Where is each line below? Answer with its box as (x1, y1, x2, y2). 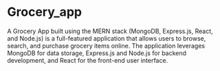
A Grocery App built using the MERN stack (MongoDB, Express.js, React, (7, 27, 213, 35)
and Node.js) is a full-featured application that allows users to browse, (7, 34, 206, 42)
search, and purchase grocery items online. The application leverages (7, 41, 205, 50)
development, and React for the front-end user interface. (7, 56, 168, 64)
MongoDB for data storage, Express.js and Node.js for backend (7, 49, 187, 57)
